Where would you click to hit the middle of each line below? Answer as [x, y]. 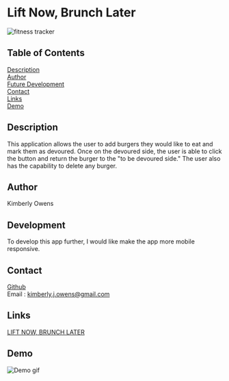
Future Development [36, 84]
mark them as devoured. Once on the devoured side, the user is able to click [114, 151]
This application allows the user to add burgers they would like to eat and [110, 144]
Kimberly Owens [30, 204]
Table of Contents [46, 53]
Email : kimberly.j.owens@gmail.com [58, 294]
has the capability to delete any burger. [62, 166]
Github [16, 287]
